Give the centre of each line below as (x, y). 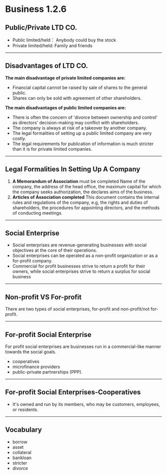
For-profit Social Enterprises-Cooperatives (73, 392)
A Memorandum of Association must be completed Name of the (79, 181)
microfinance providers (36, 367)
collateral (22, 452)
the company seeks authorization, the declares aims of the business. (83, 192)
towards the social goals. (31, 352)
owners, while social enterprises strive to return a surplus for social (81, 271)
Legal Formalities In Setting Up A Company (73, 169)
